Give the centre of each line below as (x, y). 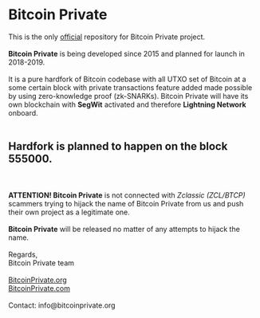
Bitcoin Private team (41, 263)
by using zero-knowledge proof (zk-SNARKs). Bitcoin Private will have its (128, 96)
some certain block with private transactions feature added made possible (130, 87)
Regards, (23, 254)
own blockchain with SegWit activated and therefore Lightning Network (127, 104)
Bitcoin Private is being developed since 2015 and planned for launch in (127, 53)
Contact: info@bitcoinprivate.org (62, 305)
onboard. (23, 112)
